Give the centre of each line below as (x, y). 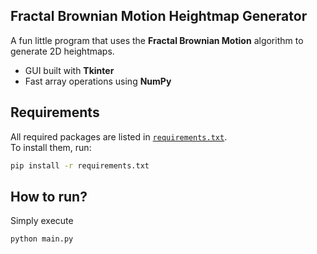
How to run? (49, 196)
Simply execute (42, 221)
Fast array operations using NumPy (98, 81)
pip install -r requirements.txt (80, 165)
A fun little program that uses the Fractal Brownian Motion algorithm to (157, 40)
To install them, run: (51, 147)
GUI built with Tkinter (69, 70)
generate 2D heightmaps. (62, 51)
